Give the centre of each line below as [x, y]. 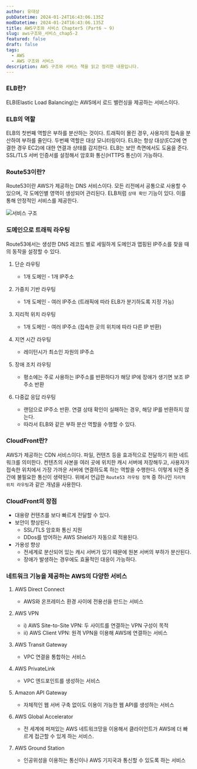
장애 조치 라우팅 [33, 364]
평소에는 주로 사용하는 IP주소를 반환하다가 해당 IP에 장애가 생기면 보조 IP [106, 377]
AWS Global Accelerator [44, 717]
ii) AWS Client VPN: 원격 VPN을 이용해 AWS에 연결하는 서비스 [95, 633]
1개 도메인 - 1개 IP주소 [49, 276]
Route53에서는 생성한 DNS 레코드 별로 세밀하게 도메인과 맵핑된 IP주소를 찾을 [95, 244]
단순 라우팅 [27, 264]
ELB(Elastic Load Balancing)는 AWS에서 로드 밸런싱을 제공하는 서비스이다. [93, 102]
